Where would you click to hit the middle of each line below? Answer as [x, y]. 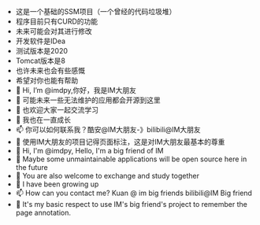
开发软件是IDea [40, 41]
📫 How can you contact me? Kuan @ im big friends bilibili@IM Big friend [134, 193]
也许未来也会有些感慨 [50, 70]
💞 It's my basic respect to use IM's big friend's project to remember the [132, 204]
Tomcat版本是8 [40, 61]
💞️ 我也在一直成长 [43, 120]
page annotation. [43, 212]
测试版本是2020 [42, 51]
